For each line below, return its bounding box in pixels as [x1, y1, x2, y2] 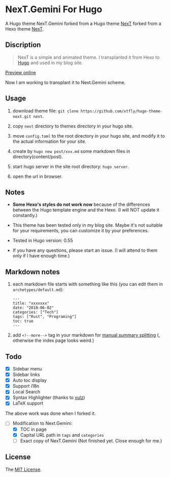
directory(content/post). [12, 153, 63, 160]
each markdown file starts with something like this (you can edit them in [12, 281, 163, 287]
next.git [12, 114, 31, 119]
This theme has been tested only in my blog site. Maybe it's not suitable [12, 222, 163, 228]
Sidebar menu [12, 366, 42, 372]
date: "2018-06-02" [12, 305, 54, 310]
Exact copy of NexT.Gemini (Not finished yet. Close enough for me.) [20, 437, 162, 444]
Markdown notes [5, 268, 60, 276]
